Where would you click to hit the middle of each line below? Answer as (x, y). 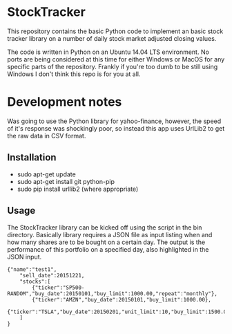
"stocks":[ (35, 281)
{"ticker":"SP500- (58, 288)
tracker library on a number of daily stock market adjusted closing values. (112, 38)
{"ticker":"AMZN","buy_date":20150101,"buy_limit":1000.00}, (122, 299)
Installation (32, 157)
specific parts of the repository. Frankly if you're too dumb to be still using (113, 66)
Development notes (65, 102)
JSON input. (25, 257)
